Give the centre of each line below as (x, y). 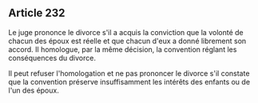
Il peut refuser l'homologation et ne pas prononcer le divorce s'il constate (129, 73)
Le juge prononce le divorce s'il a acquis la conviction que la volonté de (126, 32)
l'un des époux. (34, 90)
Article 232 (37, 13)
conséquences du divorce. (52, 57)
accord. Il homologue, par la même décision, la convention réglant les (123, 49)
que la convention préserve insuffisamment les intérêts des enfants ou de (129, 81)
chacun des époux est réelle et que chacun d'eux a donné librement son (127, 41)
